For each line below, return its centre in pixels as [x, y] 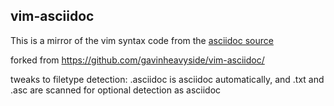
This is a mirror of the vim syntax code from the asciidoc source [142, 40]
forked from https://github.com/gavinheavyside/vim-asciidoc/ [137, 60]
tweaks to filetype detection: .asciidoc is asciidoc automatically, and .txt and [167, 79]
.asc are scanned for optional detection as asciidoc [116, 90]
